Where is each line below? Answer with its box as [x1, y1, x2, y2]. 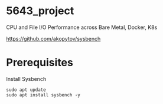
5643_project [6, 4, 74, 18]
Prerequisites [6, 56, 74, 69]
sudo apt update [6, 87, 46, 93]
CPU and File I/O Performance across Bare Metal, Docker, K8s [6, 24, 158, 31]
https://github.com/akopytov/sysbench [6, 35, 101, 42]
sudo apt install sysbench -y [6, 92, 81, 98]
